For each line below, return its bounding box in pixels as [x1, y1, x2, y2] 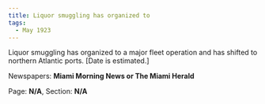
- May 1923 [15, 26, 51, 34]
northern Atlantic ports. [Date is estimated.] [8, 56, 150, 65]
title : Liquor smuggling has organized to [8, 11, 150, 20]
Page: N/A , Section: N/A [8, 87, 88, 96]
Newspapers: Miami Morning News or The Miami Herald [8, 72, 195, 81]
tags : [8, 19, 26, 27]
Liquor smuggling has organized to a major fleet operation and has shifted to [8, 48, 258, 58]
